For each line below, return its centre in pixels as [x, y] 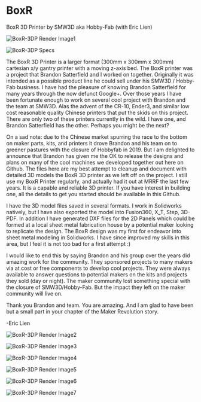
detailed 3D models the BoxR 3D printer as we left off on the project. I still [97, 175]
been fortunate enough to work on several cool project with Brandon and [96, 100]
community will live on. [34, 293]
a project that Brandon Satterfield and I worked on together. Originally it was [100, 74]
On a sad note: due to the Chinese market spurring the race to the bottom [97, 137]
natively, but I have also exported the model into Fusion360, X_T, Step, [93, 212]
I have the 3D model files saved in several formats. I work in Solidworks [94, 205]
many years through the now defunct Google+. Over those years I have [94, 93]
